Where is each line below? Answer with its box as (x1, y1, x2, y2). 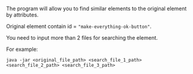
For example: (6, 46, 39, 53)
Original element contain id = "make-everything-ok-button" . (6, 23, 152, 30)
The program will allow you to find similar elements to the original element (6, 5, 187, 12)
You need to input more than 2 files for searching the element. (6, 34, 159, 41)
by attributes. (6, 11, 39, 18)
